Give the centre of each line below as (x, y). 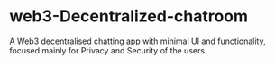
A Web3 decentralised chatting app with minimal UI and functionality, (137, 41)
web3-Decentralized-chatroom (129, 16)
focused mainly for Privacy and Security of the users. (108, 50)
